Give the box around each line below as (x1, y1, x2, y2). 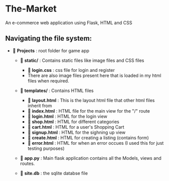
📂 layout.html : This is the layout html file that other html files (27, 97, 155, 103)
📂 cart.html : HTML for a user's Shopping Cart (27, 124, 125, 130)
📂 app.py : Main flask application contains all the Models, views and (20, 155, 161, 161)
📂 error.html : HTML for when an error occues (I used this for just (27, 140, 164, 146)
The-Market (5, 3, 57, 15)
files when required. (27, 77, 70, 83)
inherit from (27, 103, 52, 109)
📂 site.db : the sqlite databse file (20, 170, 88, 176)
